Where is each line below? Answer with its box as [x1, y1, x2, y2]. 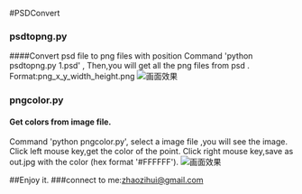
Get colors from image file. [9, 116, 112, 127]
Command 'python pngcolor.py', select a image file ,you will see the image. [9, 136, 288, 147]
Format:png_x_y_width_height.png [9, 71, 135, 82]
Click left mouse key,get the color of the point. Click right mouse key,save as [9, 146, 294, 157]
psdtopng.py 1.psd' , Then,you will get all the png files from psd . [9, 60, 251, 71]
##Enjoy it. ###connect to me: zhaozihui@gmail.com [9, 175, 204, 186]
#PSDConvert [9, 8, 60, 18]
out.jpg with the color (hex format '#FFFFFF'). [9, 157, 178, 168]
